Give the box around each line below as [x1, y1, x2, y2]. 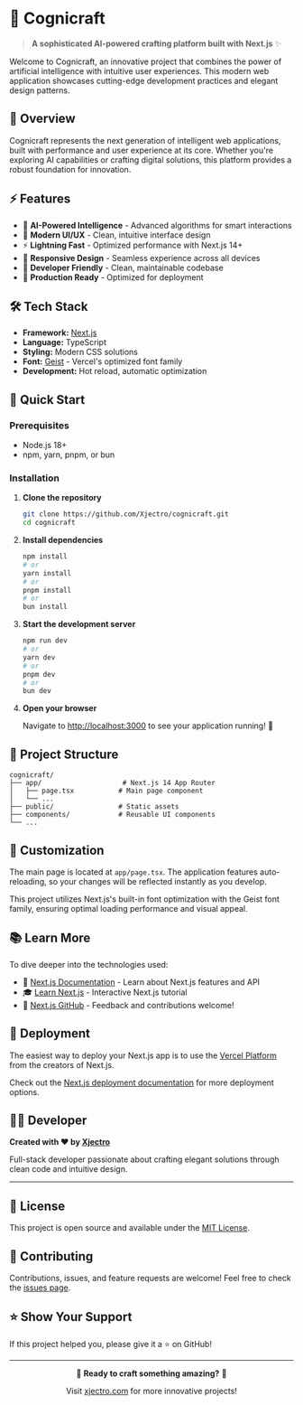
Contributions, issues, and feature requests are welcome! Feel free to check [9, 1273, 291, 1284]
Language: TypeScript [22, 337, 106, 348]
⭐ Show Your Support [9, 1309, 133, 1325]
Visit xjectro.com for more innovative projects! [66, 1385, 237, 1396]
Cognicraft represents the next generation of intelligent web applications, [9, 135, 281, 145]
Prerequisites [9, 419, 69, 432]
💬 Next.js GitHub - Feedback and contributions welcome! [22, 999, 234, 1010]
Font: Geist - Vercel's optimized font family [22, 356, 183, 367]
